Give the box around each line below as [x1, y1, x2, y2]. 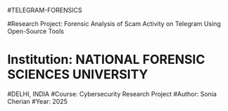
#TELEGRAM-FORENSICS [7, 6, 82, 14]
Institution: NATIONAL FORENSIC [7, 52, 205, 67]
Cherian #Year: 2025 [7, 97, 68, 105]
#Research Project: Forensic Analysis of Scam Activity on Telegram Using [7, 20, 222, 27]
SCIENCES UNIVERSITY [7, 67, 148, 83]
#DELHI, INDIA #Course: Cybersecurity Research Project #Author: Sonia [7, 89, 217, 98]
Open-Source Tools [7, 27, 65, 35]
